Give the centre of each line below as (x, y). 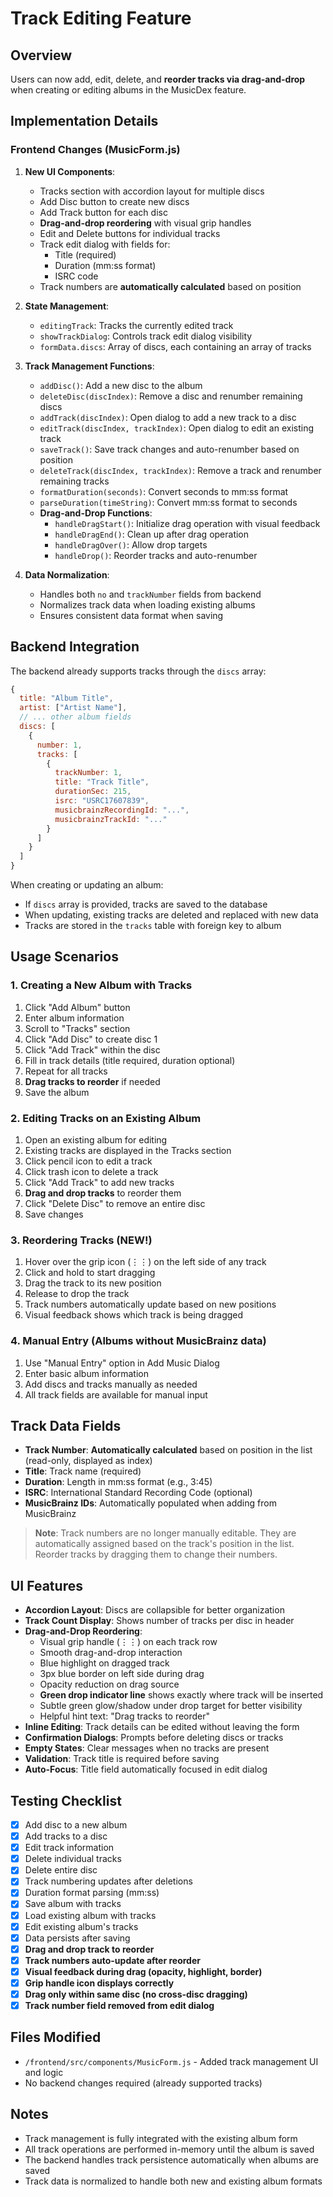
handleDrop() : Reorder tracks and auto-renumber (156, 555)
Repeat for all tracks (66, 1071)
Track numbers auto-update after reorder (112, 1960)
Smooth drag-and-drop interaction (111, 1653)
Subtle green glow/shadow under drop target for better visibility (171, 1706)
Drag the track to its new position (93, 1283)
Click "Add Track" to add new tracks (99, 1182)
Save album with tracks (73, 1904)
